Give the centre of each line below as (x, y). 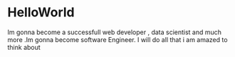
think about (24, 47)
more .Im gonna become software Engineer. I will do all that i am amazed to (117, 39)
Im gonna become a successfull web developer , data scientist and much (115, 32)
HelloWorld (41, 12)
